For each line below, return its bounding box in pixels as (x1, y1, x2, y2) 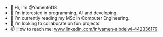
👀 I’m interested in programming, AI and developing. (10, 10, 118, 16)
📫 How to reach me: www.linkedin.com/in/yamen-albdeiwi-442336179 (10, 26, 158, 32)
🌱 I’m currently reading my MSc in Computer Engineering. (10, 15, 130, 21)
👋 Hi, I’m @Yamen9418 (10, 5, 57, 10)
